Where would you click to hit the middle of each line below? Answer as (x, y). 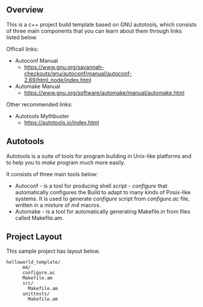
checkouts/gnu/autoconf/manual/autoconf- (78, 73)
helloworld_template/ (34, 262)
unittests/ (36, 294)
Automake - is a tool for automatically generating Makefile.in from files (102, 211)
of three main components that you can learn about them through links (94, 31)
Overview (25, 10)
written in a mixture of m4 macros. (58, 205)
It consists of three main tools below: (52, 174)
